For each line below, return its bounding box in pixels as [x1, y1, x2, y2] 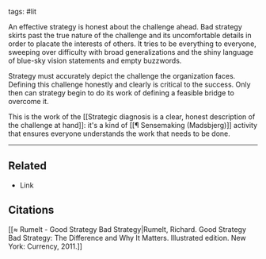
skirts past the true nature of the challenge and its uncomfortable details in [8, 31, 252, 40]
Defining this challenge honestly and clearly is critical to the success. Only [8, 79, 251, 89]
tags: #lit [8, 7, 37, 16]
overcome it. [8, 97, 49, 106]
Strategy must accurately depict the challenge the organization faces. [8, 72, 236, 80]
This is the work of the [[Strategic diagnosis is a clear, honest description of [8, 112, 256, 122]
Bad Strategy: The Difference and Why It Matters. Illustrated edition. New [8, 233, 247, 242]
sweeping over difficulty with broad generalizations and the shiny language [8, 48, 253, 56]
